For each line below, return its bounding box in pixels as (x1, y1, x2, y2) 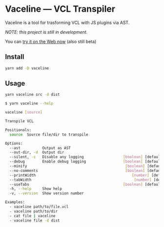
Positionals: (5, 127, 32, 133)
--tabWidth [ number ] (9, 177, 152, 182)
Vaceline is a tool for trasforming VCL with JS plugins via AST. (5, 20, 130, 25)
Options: (5, 141, 23, 146)
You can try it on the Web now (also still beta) (5, 38, 97, 45)
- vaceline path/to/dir (9, 209, 58, 214)
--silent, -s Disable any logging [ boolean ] (9, 155, 143, 159)
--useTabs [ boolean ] (9, 182, 143, 187)
